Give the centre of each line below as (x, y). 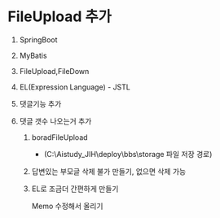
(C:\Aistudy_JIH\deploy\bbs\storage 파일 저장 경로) (128, 154)
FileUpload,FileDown (54, 71)
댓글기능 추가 (40, 103)
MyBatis (33, 55)
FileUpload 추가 (59, 17)
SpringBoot (38, 39)
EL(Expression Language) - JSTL (75, 87)
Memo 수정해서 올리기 (67, 206)
